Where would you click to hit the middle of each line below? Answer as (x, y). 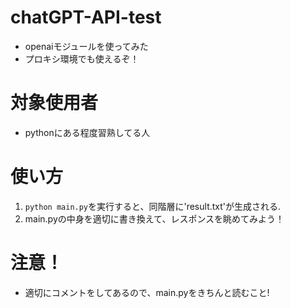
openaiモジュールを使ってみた (86, 46)
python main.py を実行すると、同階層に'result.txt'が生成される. (153, 206)
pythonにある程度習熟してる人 (87, 132)
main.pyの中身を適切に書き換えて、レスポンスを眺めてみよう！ (154, 218)
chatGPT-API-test (86, 17)
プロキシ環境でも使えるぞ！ (82, 58)
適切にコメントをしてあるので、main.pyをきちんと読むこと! (147, 292)
